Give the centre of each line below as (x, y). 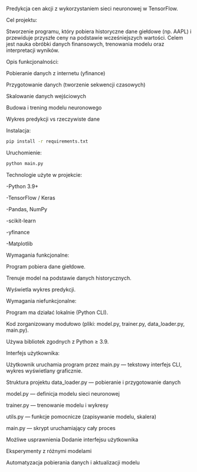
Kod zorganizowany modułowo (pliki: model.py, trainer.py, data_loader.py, (95, 324)
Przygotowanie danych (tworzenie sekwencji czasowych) (76, 85)
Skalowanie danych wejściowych (46, 96)
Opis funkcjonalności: (32, 62)
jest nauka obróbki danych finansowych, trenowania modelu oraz (85, 44)
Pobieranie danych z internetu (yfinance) (56, 73)
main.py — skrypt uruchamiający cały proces (61, 428)
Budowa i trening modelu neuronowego (54, 108)
